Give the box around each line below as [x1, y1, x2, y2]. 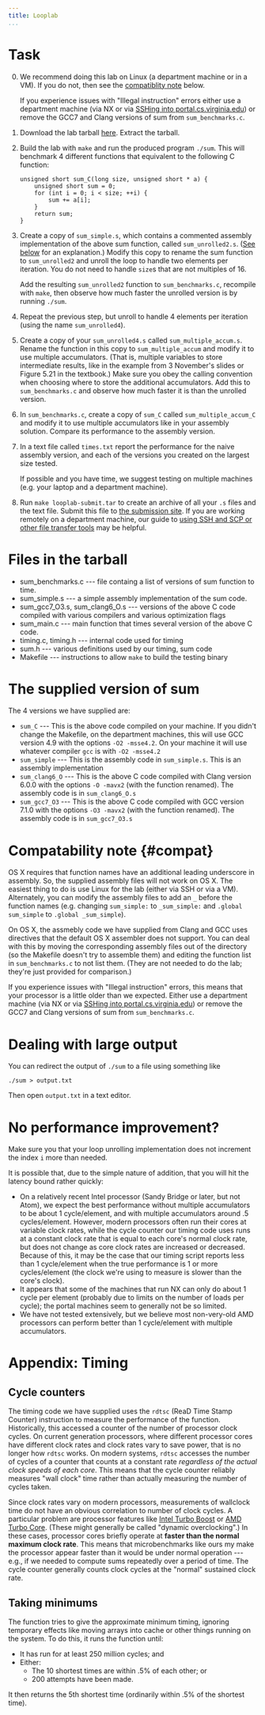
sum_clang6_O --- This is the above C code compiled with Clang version [19, 772, 252, 782]
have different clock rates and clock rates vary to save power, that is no [8, 1441, 241, 1450]
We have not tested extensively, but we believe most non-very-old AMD [19, 1310, 255, 1319]
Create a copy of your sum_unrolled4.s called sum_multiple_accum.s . [19, 335, 243, 345]
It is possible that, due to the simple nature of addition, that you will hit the [8, 1168, 249, 1178]
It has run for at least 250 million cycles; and [19, 1649, 165, 1659]
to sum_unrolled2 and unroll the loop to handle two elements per [19, 256, 229, 265]
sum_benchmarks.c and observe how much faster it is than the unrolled [19, 385, 247, 396]
